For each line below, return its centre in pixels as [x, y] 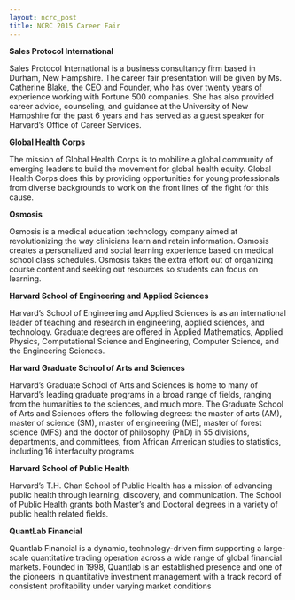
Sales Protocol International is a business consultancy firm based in [132, 68]
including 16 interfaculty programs [72, 451]
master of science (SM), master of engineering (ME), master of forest [136, 422]
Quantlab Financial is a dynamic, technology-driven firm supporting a [136, 548]
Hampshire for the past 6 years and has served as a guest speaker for [137, 115]
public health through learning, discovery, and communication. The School [145, 494]
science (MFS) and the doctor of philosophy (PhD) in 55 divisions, [129, 432]
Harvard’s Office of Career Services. [75, 124]
